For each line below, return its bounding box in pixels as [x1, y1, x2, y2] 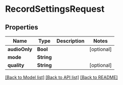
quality [7, 62, 25, 68]
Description [56, 38, 85, 44]
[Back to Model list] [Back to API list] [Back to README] [5, 75, 118, 80]
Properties [5, 23, 38, 31]
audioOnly [7, 46, 32, 53]
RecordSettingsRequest [5, 3, 105, 15]
